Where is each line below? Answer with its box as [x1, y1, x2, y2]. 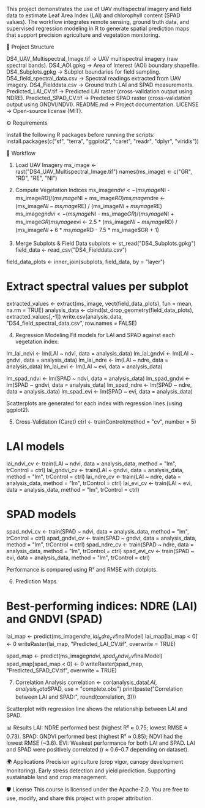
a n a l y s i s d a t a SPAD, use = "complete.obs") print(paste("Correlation [15, 685, 183, 694]
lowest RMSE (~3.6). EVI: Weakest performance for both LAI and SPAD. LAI [6, 739, 196, 747]
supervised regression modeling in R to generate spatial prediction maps [6, 25, 190, 32]
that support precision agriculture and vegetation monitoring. [6, 31, 160, 39]
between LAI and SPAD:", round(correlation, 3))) [15, 693, 136, 701]
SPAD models [6, 507, 76, 521]
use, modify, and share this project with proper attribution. [6, 794, 153, 802]
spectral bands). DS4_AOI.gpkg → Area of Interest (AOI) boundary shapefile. [6, 61, 199, 69]
